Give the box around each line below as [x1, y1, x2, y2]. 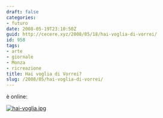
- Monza [6, 59, 26, 65]
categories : [6, 15, 36, 21]
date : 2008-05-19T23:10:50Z [6, 25, 77, 32]
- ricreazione [6, 65, 42, 71]
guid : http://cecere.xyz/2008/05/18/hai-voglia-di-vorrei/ [6, 31, 158, 38]
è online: [6, 93, 28, 100]
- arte [6, 48, 23, 54]
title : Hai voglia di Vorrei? [6, 71, 82, 77]
